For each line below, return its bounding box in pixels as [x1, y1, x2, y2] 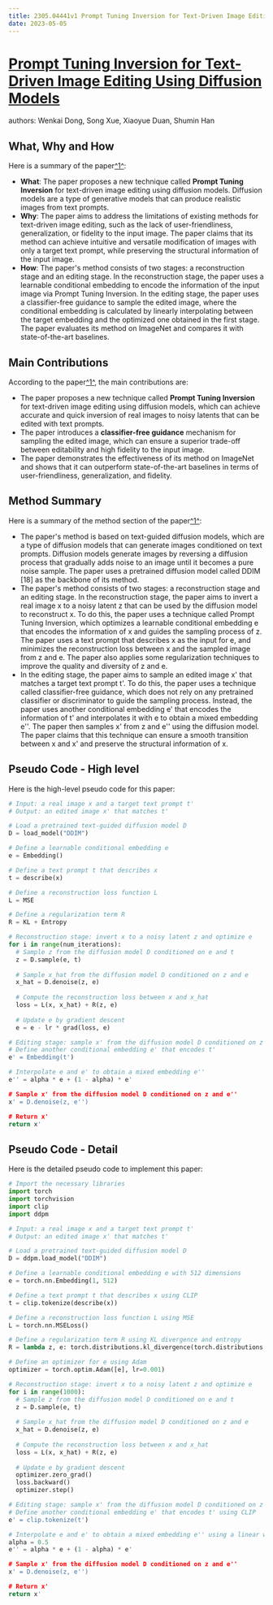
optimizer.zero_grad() [15, 1471, 93, 1479]
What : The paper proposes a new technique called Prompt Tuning [19, 176, 244, 187]
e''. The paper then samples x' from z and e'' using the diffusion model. [19, 721, 260, 731]
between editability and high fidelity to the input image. [19, 445, 206, 455]
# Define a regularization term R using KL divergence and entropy [8, 1336, 242, 1344]
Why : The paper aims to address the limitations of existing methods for [19, 211, 259, 221]
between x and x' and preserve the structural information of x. [19, 739, 229, 748]
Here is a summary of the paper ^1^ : [8, 161, 127, 171]
